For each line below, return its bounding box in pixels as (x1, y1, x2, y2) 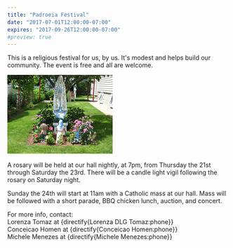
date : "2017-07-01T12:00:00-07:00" (7, 18, 112, 26)
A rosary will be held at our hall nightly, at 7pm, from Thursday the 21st (7, 161, 211, 170)
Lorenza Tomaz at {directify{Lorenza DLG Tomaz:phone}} (7, 218, 174, 226)
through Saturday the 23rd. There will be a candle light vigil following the (7, 168, 218, 177)
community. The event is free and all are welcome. (7, 61, 153, 69)
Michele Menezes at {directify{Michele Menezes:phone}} (7, 233, 173, 241)
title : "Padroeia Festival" (7, 11, 90, 18)
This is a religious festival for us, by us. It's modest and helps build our (7, 53, 211, 62)
